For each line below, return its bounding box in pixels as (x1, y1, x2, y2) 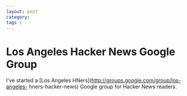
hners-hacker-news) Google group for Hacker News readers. (29, 83, 178, 90)
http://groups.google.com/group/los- (91, 77, 181, 84)
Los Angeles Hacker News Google (6, 45, 175, 58)
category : (6, 14, 31, 20)
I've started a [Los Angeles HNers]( (6, 77, 92, 84)
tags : (6, 19, 22, 25)
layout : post (6, 8, 38, 15)
